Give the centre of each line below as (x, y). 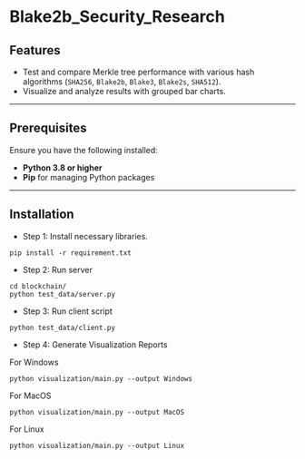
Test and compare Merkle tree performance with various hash (138, 72)
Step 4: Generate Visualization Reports (95, 344)
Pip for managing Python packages (89, 177)
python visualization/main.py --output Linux (97, 445)
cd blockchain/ (38, 286)
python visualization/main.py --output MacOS (97, 412)
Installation (42, 215)
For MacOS (30, 396)
